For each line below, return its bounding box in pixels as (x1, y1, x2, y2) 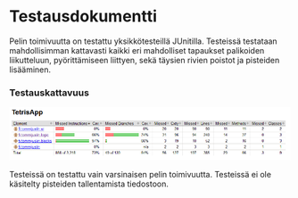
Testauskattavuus (9, 87, 89, 99)
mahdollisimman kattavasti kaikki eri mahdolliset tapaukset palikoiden (9, 45, 265, 55)
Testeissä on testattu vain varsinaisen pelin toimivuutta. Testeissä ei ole (9, 169, 272, 179)
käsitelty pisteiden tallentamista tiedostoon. (9, 178, 170, 189)
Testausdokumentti (9, 6, 158, 27)
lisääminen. (9, 64, 52, 75)
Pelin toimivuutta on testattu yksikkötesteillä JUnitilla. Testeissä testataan (9, 36, 278, 46)
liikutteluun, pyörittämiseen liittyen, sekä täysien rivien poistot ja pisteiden (9, 54, 280, 65)
